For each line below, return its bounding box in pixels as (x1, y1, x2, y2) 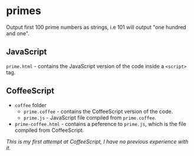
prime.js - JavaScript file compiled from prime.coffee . (23, 114, 156, 121)
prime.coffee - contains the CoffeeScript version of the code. (23, 108, 173, 115)
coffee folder (14, 101, 47, 108)
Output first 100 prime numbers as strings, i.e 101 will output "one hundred (6, 24, 187, 31)
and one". (6, 29, 29, 36)
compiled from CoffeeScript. (14, 127, 84, 134)
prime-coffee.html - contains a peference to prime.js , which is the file (14, 120, 187, 127)
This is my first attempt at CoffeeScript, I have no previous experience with (6, 138, 189, 145)
